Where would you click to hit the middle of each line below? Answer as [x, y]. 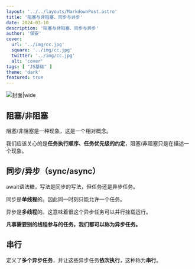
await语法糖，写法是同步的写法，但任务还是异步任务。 [72, 186]
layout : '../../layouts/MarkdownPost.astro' [62, 12]
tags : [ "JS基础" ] [29, 67]
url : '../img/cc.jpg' [38, 45]
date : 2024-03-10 [27, 22]
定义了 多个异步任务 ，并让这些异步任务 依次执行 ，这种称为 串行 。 [84, 260]
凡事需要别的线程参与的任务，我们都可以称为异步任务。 [73, 224]
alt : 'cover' [27, 61]
